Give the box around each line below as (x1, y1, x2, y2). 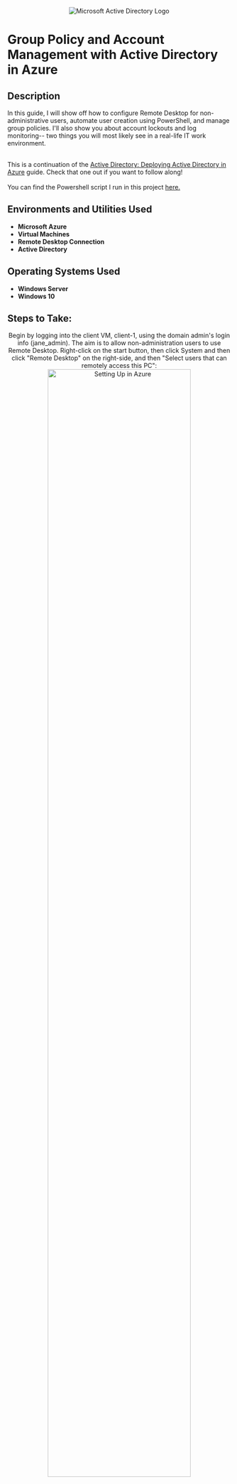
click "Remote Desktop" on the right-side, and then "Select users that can (11, 354, 227, 362)
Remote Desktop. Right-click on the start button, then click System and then (8, 347, 231, 355)
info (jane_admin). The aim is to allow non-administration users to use (17, 339, 221, 347)
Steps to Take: (7, 312, 72, 324)
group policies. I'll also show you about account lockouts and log (7, 124, 197, 132)
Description (7, 89, 60, 102)
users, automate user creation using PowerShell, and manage (50, 116, 230, 124)
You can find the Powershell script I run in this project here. (7, 183, 181, 191)
